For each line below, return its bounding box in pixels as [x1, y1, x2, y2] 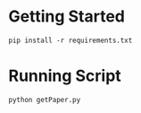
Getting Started [8, 6, 126, 27]
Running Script [8, 65, 121, 86]
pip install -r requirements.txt [8, 36, 133, 45]
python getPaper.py [8, 95, 81, 104]
